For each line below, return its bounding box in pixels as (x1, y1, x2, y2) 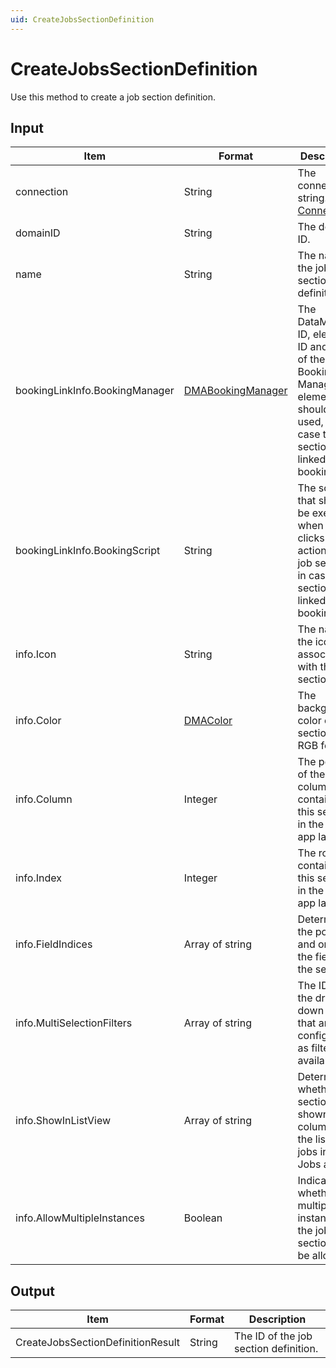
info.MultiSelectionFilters (15, 1016, 133, 1030)
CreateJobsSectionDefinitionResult (15, 1336, 180, 1350)
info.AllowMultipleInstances (15, 1211, 145, 1225)
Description (248, 1312, 307, 1326)
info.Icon (15, 647, 57, 661)
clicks (297, 531, 325, 545)
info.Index (15, 871, 62, 885)
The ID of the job (234, 1329, 313, 1343)
